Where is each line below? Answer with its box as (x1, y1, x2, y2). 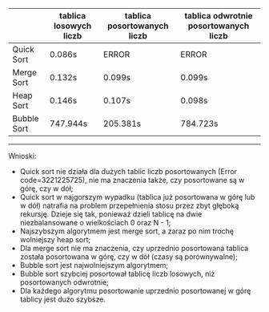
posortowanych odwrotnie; (19, 278, 110, 287)
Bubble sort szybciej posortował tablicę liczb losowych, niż (19, 269, 215, 278)
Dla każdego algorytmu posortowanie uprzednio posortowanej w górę (19, 286, 251, 295)
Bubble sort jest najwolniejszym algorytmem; (19, 261, 169, 269)
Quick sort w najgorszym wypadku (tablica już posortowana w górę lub (19, 192, 255, 201)
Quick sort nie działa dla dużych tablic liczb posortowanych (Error (19, 167, 238, 176)
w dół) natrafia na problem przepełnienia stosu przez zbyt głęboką (19, 201, 239, 210)
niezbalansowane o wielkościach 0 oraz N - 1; (19, 218, 171, 227)
